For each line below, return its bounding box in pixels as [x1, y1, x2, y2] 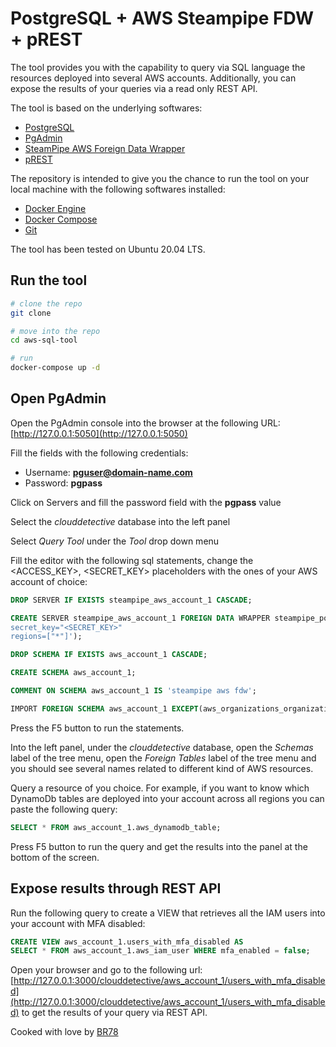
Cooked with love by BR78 [10, 1026, 119, 1038]
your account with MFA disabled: [10, 917, 146, 929]
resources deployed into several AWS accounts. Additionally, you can [10, 72, 297, 84]
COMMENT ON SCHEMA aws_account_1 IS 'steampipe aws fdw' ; [10, 686, 257, 696]
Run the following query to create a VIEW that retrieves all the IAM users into [10, 907, 326, 919]
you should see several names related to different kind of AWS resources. [10, 762, 314, 774]
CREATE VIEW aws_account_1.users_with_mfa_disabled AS [10, 937, 244, 947]
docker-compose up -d [10, 363, 101, 373]
